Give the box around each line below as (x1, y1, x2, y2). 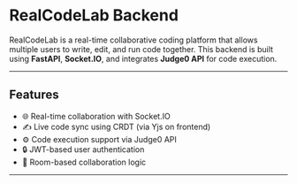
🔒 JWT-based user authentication (21, 143, 145, 155)
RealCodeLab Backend (9, 5, 179, 26)
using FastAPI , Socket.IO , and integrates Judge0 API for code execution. (9, 53, 278, 64)
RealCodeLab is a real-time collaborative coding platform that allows (9, 34, 258, 45)
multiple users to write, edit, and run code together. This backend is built (9, 43, 274, 54)
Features (9, 88, 59, 103)
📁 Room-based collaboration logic (21, 157, 147, 167)
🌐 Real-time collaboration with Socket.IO (21, 111, 171, 121)
